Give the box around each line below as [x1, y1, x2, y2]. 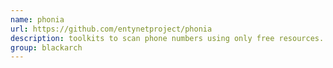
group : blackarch [10, 42, 83, 53]
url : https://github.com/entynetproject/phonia [10, 24, 213, 34]
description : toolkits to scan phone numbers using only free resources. [10, 33, 325, 43]
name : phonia [10, 14, 65, 25]
